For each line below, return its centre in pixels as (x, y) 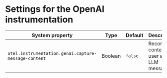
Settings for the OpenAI (55, 9)
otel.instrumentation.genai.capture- (52, 53)
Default (134, 35)
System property (52, 35)
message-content (27, 58)
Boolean (111, 56)
